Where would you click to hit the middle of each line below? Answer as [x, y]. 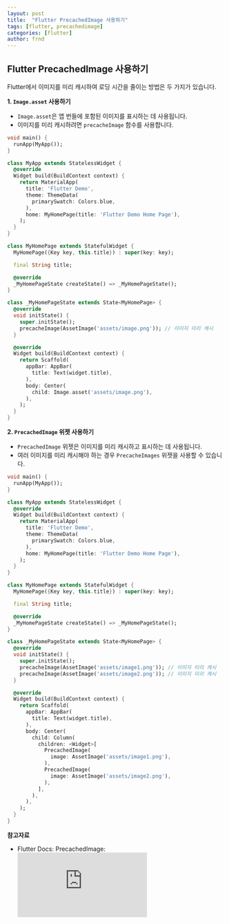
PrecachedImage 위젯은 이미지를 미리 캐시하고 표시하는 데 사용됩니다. [109, 446]
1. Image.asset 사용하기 [39, 101]
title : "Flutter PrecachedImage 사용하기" [68, 20]
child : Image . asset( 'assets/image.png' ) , [92, 392]
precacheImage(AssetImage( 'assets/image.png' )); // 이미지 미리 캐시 [117, 328]
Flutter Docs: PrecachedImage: [61, 849]
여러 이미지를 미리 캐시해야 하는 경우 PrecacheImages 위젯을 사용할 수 [110, 455]
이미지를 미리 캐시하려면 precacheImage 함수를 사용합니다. [95, 124]
